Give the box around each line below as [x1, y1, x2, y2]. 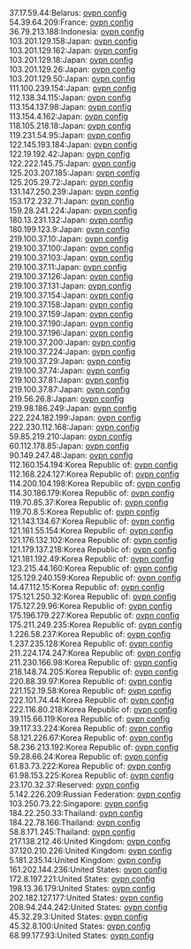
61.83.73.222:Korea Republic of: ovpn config [9, 761, 172, 771]
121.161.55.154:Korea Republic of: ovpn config [9, 525, 174, 535]
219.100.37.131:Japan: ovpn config [9, 281, 133, 291]
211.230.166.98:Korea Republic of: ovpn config [9, 657, 178, 667]
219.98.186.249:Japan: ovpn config [9, 403, 137, 413]
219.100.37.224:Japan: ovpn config [9, 346, 136, 357]
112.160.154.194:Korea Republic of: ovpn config [9, 460, 179, 470]
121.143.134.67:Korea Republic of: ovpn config [9, 516, 175, 526]
